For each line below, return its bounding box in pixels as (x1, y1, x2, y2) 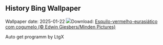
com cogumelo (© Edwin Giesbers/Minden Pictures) (5, 24, 116, 30)
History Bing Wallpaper (5, 4, 81, 13)
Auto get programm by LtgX (5, 33, 64, 40)
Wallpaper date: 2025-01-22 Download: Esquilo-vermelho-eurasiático (5, 18, 158, 25)
